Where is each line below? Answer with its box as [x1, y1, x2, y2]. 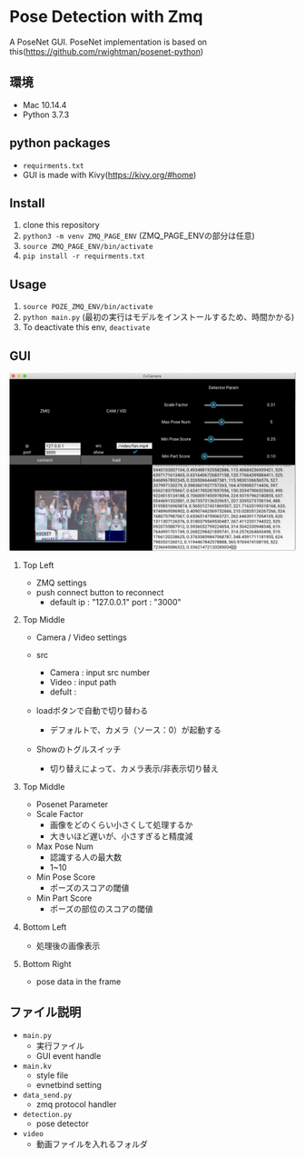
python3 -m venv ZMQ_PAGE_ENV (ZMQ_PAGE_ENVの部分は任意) [22, 230, 256, 242]
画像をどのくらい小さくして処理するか [49, 820, 193, 831]
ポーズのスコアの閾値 [49, 883, 130, 893]
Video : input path [49, 677, 116, 688]
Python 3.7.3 [22, 109, 70, 120]
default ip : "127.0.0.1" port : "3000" [49, 597, 182, 608]
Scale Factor [35, 809, 84, 820]
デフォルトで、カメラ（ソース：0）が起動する [49, 724, 221, 735]
